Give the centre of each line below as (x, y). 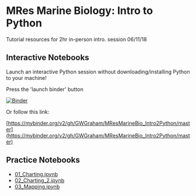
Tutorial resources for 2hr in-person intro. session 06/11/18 (77, 39)
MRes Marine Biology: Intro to (80, 11)
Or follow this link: (28, 111)
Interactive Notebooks (48, 57)
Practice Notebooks (43, 160)
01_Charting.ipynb (36, 174)
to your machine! (26, 78)
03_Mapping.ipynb (37, 186)
